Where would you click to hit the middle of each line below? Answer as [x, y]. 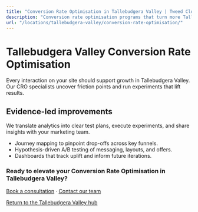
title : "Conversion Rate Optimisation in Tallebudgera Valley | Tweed [95, 11]
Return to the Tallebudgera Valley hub [52, 203]
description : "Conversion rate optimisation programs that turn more [93, 17]
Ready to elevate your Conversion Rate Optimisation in [86, 171]
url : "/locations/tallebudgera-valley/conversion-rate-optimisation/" [95, 22]
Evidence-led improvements [60, 112]
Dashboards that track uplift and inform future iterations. [83, 156]
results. [15, 93]
